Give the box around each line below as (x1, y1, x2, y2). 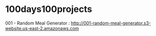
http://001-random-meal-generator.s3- (70, 20, 151, 26)
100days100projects (5, 3, 92, 15)
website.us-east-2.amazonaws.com (5, 25, 79, 31)
